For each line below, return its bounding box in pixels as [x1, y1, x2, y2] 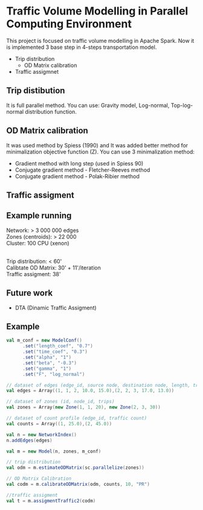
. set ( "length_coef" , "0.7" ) [22, 343, 94, 349]
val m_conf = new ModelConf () [6, 337, 83, 344]
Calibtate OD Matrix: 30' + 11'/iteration [6, 264, 101, 271]
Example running [6, 210, 72, 221]
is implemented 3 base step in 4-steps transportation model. [6, 44, 157, 51]
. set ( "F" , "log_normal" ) [22, 371, 85, 377]
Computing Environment [6, 17, 132, 31]
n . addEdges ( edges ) [6, 437, 53, 444]
